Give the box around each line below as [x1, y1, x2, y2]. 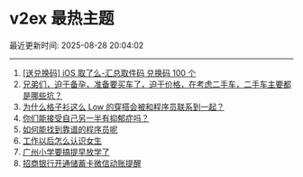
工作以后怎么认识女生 [22, 135, 102, 145]
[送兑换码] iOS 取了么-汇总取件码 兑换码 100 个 [22, 67, 197, 78]
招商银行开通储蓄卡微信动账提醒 [22, 157, 142, 168]
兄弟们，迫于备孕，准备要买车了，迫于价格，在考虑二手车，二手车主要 [22, 79, 284, 89]
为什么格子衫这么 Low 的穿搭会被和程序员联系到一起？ [22, 101, 225, 112]
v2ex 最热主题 [9, 8, 115, 29]
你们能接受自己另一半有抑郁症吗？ [22, 112, 150, 123]
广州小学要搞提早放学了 [22, 146, 110, 157]
